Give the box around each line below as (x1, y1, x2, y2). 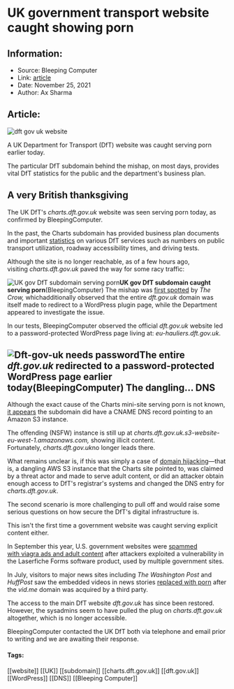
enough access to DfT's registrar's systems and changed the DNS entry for (7, 479, 225, 488)
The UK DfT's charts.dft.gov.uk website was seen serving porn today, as (7, 208, 217, 216)
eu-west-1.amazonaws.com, (7, 436, 89, 444)
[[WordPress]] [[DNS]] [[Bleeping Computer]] (7, 674, 138, 682)
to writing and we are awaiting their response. (7, 634, 140, 644)
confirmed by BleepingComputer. (7, 215, 103, 224)
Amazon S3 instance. (7, 415, 68, 423)
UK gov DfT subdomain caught (119, 278, 211, 287)
